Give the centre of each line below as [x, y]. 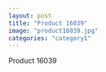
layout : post [30, 16]
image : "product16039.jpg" [53, 30]
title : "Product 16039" [48, 23]
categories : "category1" [50, 38]
